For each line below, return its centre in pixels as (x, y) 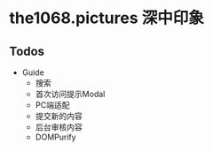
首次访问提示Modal (70, 94)
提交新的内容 (59, 116)
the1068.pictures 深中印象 (106, 18)
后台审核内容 (59, 127)
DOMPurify (56, 137)
